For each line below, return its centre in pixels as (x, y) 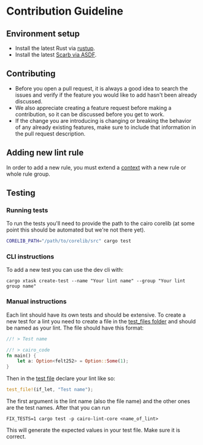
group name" (21, 286)
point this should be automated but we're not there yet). (76, 230)
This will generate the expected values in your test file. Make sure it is (93, 430)
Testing (21, 193)
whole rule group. (28, 174)
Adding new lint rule (45, 153)
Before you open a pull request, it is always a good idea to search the (101, 88)
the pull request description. (50, 133)
